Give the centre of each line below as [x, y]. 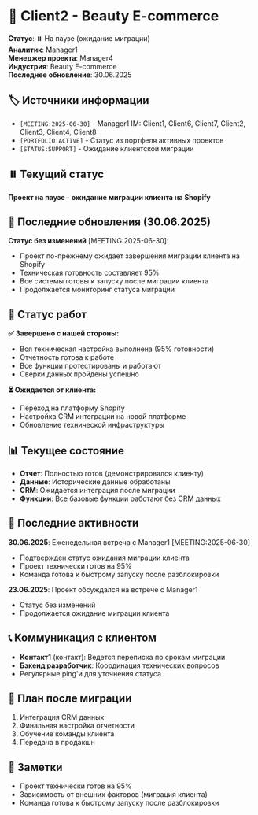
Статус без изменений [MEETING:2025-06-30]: [88, 241]
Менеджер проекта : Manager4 [61, 57]
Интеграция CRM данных [62, 717]
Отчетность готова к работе [67, 357]
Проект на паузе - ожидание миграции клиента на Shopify [109, 197]
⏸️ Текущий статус [56, 174]
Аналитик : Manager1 [43, 50]
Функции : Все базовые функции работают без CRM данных [120, 498]
